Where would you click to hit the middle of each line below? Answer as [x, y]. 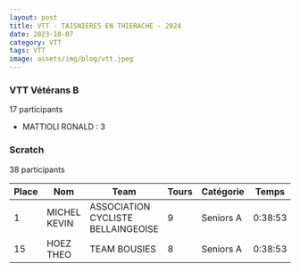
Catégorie [223, 191]
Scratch [27, 150]
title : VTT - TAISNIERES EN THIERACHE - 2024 [95, 26]
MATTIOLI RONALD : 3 [63, 127]
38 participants [37, 169]
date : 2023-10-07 [42, 34]
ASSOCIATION [120, 206]
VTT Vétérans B [44, 90]
